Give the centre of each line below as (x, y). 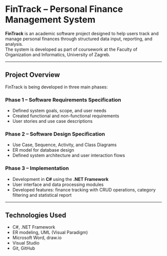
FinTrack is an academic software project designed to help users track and (82, 33)
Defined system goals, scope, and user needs (59, 111)
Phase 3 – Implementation (37, 169)
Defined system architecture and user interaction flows (69, 156)
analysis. (14, 44)
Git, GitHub (24, 248)
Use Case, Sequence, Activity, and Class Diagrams (64, 145)
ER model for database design (43, 150)
